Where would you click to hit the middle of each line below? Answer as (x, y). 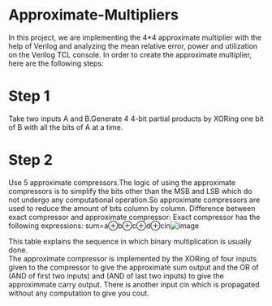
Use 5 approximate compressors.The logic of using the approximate (122, 182)
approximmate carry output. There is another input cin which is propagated (134, 284)
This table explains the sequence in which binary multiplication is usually (130, 241)
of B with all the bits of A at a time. (66, 127)
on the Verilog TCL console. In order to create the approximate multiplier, (130, 54)
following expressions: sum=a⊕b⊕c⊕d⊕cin (89, 226)
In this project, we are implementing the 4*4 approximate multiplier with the (135, 37)
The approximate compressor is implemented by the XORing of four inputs (133, 258)
